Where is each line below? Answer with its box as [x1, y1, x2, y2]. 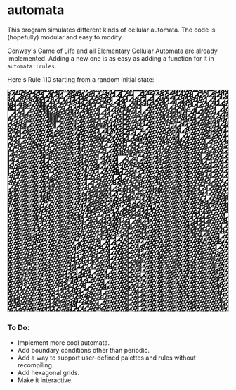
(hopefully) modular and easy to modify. [7, 32, 124, 41]
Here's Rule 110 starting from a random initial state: [7, 75, 155, 83]
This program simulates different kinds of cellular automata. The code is [7, 25, 216, 34]
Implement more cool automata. [17, 339, 110, 347]
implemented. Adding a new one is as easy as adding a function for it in [7, 54, 214, 62]
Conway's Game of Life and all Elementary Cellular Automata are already [7, 47, 218, 55]
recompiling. [17, 361, 54, 370]
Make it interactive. [17, 376, 73, 384]
